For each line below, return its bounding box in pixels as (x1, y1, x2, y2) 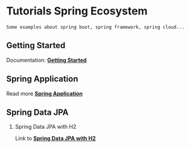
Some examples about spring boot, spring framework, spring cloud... (6, 24, 185, 30)
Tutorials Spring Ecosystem (6, 4, 148, 18)
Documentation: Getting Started (6, 56, 87, 64)
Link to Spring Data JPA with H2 (14, 135, 97, 142)
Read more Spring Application (6, 90, 83, 97)
